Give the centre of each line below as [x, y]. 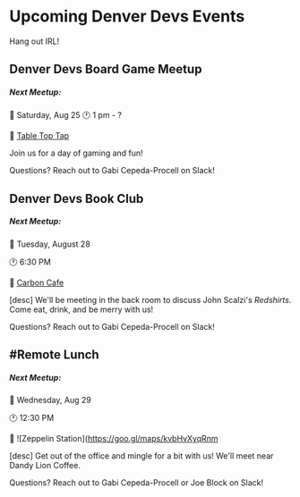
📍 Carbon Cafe [37, 282]
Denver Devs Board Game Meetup [106, 69]
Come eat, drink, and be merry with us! [81, 309]
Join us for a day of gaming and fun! [76, 153]
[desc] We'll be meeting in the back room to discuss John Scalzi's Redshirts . [150, 299]
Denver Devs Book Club [77, 198]
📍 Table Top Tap [39, 136]
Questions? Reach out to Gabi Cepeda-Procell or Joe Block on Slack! [137, 483]
